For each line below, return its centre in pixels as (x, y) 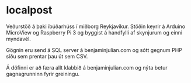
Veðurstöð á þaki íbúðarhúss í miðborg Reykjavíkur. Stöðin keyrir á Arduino (96, 26)
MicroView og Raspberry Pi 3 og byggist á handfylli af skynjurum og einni (94, 32)
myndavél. (18, 39)
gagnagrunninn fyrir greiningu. (43, 74)
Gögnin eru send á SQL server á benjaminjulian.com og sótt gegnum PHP (94, 50)
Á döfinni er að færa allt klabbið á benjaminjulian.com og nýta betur (87, 67)
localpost (29, 10)
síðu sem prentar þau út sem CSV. (47, 56)
